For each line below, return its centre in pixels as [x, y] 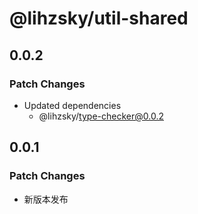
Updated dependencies [72, 105]
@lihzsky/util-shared [99, 18]
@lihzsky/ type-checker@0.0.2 [101, 116]
